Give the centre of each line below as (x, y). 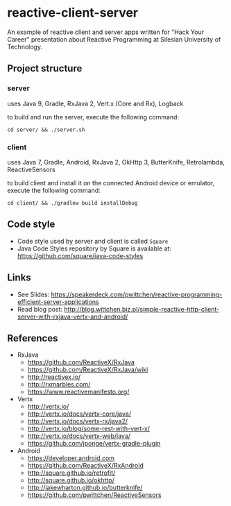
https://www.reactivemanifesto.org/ (78, 392)
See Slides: (33, 294)
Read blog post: (40, 309)
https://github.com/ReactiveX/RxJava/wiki (88, 370)
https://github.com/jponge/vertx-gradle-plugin (94, 444)
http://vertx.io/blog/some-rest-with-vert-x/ (89, 429)
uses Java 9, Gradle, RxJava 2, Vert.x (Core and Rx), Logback (95, 103)
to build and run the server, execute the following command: (93, 117)
